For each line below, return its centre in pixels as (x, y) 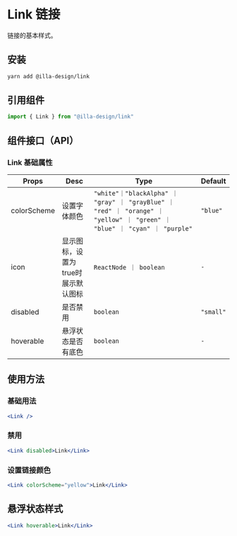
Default (213, 181)
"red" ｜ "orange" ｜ (129, 211)
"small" (213, 312)
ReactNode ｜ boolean (129, 268)
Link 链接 (34, 14)
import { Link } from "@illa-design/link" (71, 117)
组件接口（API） (43, 141)
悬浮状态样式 (35, 509)
